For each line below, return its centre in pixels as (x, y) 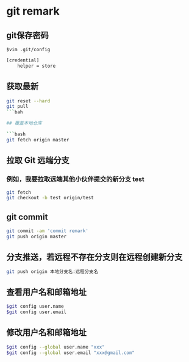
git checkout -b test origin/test (50, 198)
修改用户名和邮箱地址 (46, 332)
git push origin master (37, 236)
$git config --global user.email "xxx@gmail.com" (71, 353)
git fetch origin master (38, 140)
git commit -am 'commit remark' (47, 231)
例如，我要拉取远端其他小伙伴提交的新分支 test (75, 179)
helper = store (37, 66)
